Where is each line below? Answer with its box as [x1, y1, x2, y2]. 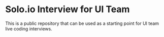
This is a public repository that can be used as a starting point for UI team [5, 20, 159, 26]
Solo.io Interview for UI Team [5, 4, 130, 15]
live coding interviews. [5, 25, 52, 31]
